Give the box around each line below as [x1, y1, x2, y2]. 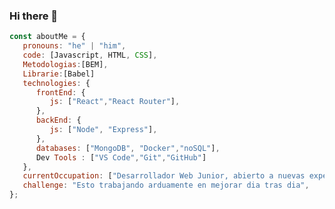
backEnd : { [35, 115, 82, 126]
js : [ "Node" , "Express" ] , [49, 125, 158, 135]
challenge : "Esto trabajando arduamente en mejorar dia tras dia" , [22, 180, 310, 191]
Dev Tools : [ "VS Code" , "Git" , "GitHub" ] [35, 152, 207, 163]
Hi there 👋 [9, 9, 59, 23]
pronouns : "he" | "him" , [22, 41, 127, 51]
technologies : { [22, 78, 91, 88]
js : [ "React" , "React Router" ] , [49, 97, 181, 107]
